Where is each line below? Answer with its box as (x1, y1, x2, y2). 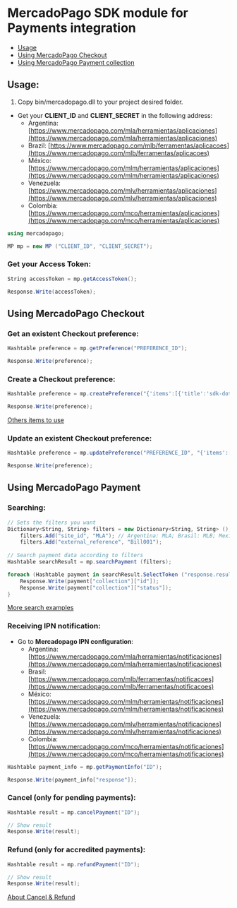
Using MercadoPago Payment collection (17, 58, 135, 66)
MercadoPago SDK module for (7, 5, 188, 21)
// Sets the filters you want (7, 519, 97, 526)
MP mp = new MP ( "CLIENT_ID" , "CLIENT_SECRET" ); (7, 242, 153, 250)
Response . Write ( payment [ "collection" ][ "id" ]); (20, 578, 159, 585)
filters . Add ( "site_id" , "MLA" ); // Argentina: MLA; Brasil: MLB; (20, 532, 217, 539)
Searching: (7, 503, 46, 513)
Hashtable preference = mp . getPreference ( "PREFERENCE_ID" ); (7, 345, 188, 352)
